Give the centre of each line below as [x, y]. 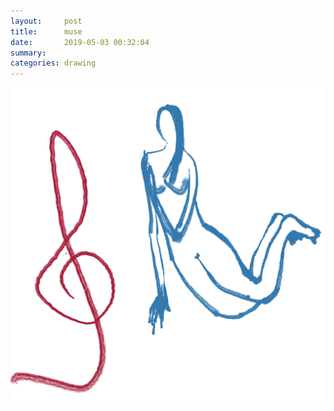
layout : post [46, 21]
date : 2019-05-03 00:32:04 [80, 42]
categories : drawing [53, 63]
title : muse [46, 31]
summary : [28, 53]
